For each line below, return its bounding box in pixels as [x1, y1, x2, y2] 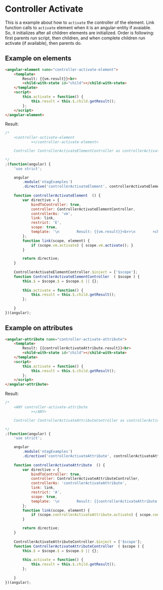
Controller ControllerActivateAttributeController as [14, 418, 125, 423]
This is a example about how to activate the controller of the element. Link [5, 19, 155, 25]
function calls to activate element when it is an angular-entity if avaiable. [5, 24, 151, 30]
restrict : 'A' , [31, 490, 62, 495]
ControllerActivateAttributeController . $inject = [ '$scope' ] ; [14, 539, 142, 544]
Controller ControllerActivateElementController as [14, 148, 120, 153]
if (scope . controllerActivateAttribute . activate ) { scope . [31, 512, 153, 518]
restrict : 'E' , [31, 220, 62, 225]
